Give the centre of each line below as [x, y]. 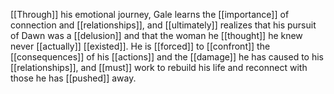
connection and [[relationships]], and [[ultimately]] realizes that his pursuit [163, 25]
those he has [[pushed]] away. [73, 78]
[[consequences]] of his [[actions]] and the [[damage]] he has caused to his [167, 57]
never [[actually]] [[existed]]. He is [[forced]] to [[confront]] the [140, 46]
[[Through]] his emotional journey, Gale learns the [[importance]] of [150, 14]
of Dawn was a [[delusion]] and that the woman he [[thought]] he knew [156, 35]
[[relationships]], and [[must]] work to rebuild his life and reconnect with [159, 67]
